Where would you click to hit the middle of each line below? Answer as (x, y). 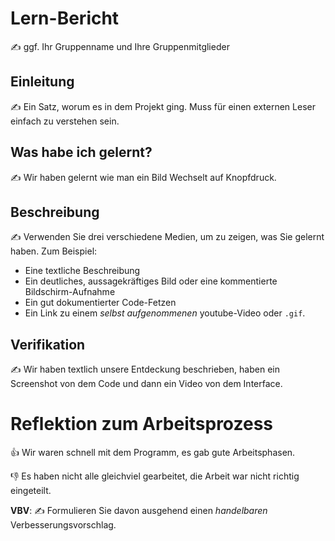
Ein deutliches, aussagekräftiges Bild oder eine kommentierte (151, 281)
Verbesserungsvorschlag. (63, 525)
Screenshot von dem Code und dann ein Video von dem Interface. (146, 384)
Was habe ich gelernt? (81, 152)
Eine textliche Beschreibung (82, 271)
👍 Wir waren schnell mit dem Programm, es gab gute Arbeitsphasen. (153, 453)
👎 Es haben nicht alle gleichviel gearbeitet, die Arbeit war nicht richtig (155, 476)
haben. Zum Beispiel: (54, 251)
